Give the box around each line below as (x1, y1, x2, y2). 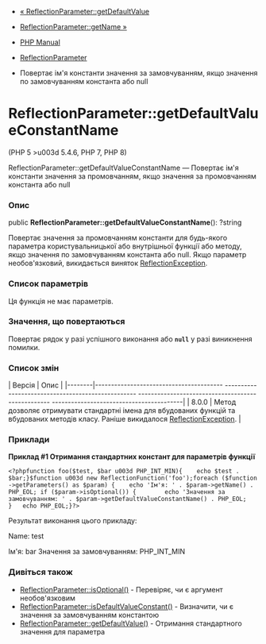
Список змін (8, 362, 60, 373)
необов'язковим (19, 593, 75, 603)
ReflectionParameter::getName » (19, 22, 127, 31)
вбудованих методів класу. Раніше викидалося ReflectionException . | (8, 415, 241, 424)
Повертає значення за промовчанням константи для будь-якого (8, 233, 228, 243)
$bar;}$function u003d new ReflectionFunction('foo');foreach (8, 474, 218, 483)
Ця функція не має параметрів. (8, 296, 114, 306)
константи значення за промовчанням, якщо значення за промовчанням (8, 171, 256, 181)
